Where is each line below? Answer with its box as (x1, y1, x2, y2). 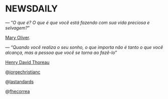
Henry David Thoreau (5, 59, 50, 65)
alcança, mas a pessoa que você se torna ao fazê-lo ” (5, 49, 117, 55)
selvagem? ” (5, 24, 30, 30)
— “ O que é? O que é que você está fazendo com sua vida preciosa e (5, 19, 150, 25)
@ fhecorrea (5, 88, 30, 94)
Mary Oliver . (5, 34, 31, 40)
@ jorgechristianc (5, 68, 41, 75)
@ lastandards (5, 78, 34, 84)
